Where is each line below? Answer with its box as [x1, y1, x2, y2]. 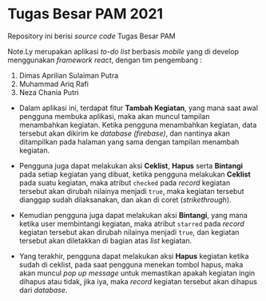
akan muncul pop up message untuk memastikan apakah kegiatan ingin [18, 268, 256, 278]
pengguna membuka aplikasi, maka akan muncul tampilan [18, 111, 210, 121]
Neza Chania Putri [18, 87, 79, 97]
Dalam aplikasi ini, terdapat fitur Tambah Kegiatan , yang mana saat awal [18, 103, 259, 113]
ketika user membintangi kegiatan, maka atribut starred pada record [18, 219, 244, 228]
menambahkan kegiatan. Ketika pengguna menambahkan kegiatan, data [18, 120, 257, 129]
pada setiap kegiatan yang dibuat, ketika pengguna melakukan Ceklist [18, 169, 251, 179]
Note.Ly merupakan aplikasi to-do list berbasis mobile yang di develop [7, 46, 239, 56]
